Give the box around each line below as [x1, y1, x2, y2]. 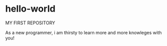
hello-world [5, 3, 56, 15]
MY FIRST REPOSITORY [5, 20, 55, 26]
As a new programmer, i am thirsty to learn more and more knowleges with [5, 29, 162, 35]
